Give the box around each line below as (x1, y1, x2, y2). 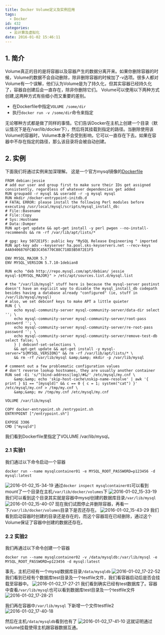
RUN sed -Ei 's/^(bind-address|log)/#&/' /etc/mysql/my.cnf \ (5, 372, 135, 377)
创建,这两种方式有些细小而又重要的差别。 (5, 93, 89, 99)
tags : (5, 12, 16, 17)
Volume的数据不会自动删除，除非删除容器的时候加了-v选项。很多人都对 (13, 74, 159, 80)
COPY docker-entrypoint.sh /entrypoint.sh (5, 407, 94, 412)
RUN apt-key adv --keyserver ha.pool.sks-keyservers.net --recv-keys (5, 243, 151, 248)
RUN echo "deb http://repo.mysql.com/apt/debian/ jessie (5, 269, 125, 274)
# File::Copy (5, 212, 32, 217)
